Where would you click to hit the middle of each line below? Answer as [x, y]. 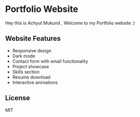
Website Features [33, 39]
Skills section [26, 72]
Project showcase [31, 66]
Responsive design [32, 50]
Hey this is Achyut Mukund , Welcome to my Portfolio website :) [70, 23]
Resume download [31, 77]
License [18, 98]
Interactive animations [35, 82]
